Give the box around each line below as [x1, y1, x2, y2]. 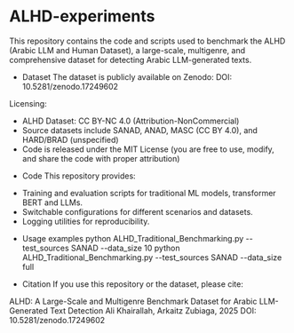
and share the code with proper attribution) [21, 153, 180, 163]
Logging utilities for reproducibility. [21, 216, 150, 226]
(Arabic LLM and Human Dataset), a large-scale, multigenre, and [9, 44, 246, 55]
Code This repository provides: [21, 170, 136, 181]
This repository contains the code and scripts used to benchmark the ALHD [9, 36, 286, 46]
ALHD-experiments [9, 6, 155, 27]
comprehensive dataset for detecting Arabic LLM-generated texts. [9, 54, 252, 65]
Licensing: [9, 98, 47, 108]
